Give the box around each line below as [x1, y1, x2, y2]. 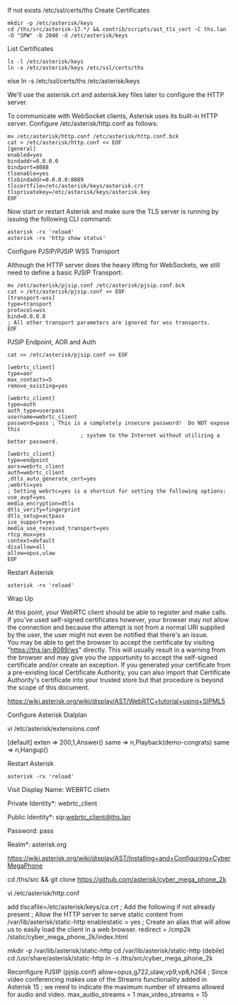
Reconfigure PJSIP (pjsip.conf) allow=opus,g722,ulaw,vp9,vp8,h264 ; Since [7, 967, 228, 976]
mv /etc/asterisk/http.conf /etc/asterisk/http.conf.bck [7, 133, 179, 140]
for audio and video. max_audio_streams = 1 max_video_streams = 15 [7, 990, 208, 999]
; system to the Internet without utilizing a [80, 432, 220, 439]
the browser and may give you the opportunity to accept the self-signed [7, 653, 218, 661]
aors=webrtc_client [7, 463, 65, 470]
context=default [7, 537, 55, 544]
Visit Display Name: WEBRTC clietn [7, 786, 110, 793]
